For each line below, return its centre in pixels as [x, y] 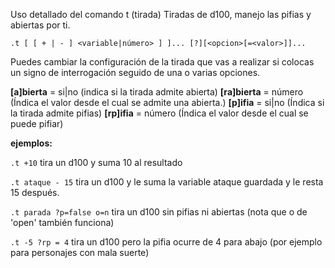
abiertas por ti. [40, 25]
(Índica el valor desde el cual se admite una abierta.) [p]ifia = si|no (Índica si [167, 102]
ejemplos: [31, 143]
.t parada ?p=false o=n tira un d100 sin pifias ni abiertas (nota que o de [159, 212]
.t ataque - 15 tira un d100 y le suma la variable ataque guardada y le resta [167, 182]
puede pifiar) [37, 123]
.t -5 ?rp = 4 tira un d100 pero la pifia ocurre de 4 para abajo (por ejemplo [166, 242]
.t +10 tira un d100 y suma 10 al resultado [96, 162]
